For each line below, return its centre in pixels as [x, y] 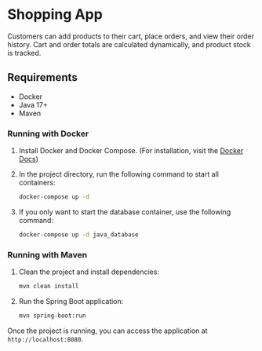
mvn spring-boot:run [52, 316]
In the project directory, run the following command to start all [118, 174]
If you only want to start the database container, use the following [125, 212]
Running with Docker [48, 133]
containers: [37, 183]
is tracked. [24, 53]
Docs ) [28, 159]
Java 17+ [33, 104]
